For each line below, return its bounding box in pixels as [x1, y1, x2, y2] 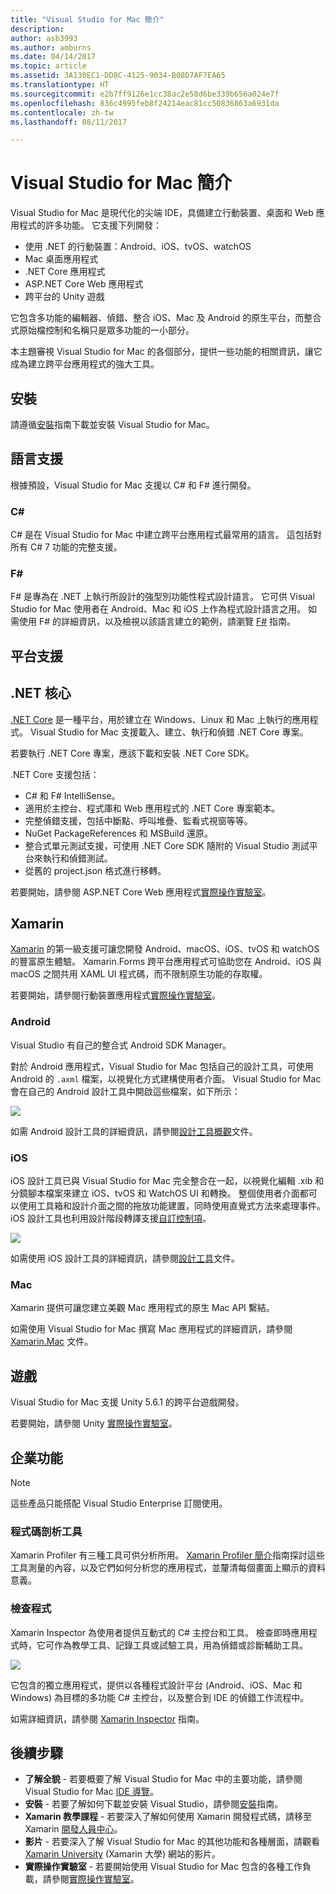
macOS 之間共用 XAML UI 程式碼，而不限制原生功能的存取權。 [10, 968, 268, 980]
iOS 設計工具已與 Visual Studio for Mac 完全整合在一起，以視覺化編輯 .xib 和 [10, 1175, 325, 1187]
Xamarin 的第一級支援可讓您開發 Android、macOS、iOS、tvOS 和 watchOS [10, 943, 320, 955]
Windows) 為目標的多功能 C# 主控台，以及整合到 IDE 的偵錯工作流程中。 [10, 1691, 310, 1703]
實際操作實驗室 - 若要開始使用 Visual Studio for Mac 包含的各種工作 [24, 1861, 303, 1873]
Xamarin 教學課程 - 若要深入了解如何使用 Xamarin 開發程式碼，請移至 [24, 1811, 312, 1823]
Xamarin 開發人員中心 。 [24, 1823, 123, 1835]
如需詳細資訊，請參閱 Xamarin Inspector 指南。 [10, 1712, 205, 1725]
